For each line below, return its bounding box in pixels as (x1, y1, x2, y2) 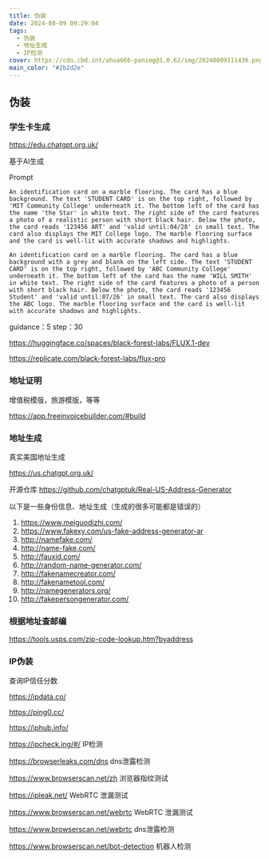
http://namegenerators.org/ (20, 586, 111, 596)
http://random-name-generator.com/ (20, 560, 142, 570)
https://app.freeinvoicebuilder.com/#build (9, 411, 146, 420)
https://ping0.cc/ (9, 707, 65, 717)
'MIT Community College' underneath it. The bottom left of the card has (9, 202, 260, 211)
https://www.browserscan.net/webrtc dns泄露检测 (9, 824, 175, 833)
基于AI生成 (9, 157, 45, 167)
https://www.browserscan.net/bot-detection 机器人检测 (9, 841, 192, 851)
